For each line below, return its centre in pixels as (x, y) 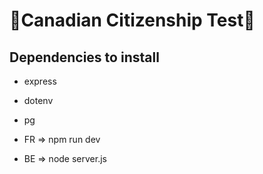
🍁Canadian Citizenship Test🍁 (132, 20)
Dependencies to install (84, 57)
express (40, 81)
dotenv (38, 100)
